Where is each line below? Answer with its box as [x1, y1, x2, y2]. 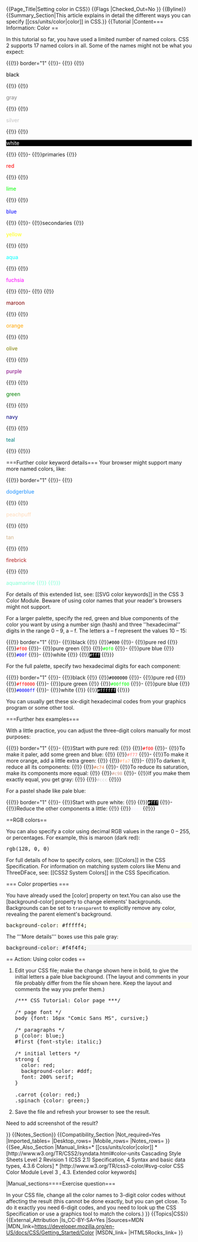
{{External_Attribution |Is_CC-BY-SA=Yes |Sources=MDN [6, 1217, 144, 1223]
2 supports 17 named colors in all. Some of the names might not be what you [6, 42, 192, 49]
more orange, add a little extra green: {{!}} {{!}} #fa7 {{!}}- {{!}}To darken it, [6, 757, 187, 764]
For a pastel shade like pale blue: [6, 787, 86, 794]
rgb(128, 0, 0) [6, 846, 50, 852]
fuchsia [6, 277, 25, 283]
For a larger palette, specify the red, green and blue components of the [6, 615, 179, 621]
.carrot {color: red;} [14, 1091, 81, 1098]
